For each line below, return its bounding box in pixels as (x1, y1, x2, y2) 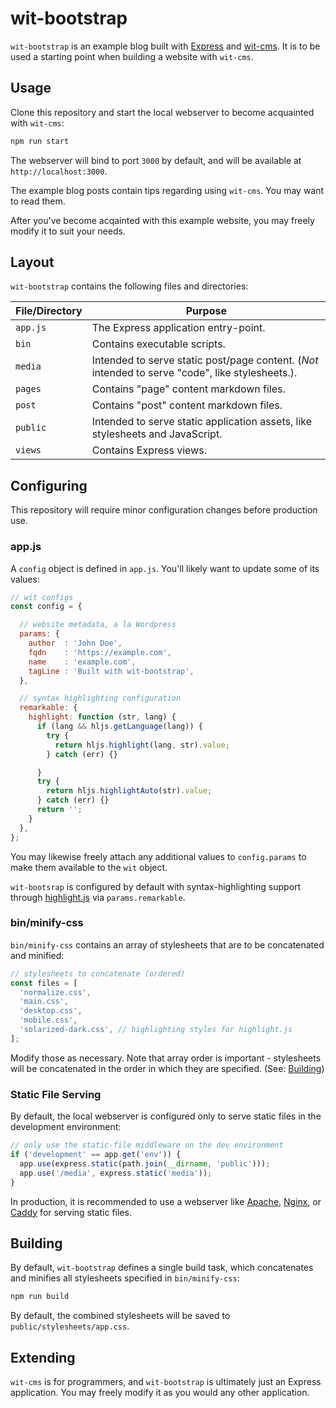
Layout (10, 254, 55, 271)
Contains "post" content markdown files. (91, 398, 283, 412)
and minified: (10, 949, 65, 961)
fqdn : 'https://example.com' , (28, 647, 172, 657)
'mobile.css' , (19, 1015, 78, 1026)
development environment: (10, 1121, 122, 1133)
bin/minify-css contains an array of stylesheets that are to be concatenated (10, 938, 325, 951)
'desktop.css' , (19, 1006, 83, 1016)
